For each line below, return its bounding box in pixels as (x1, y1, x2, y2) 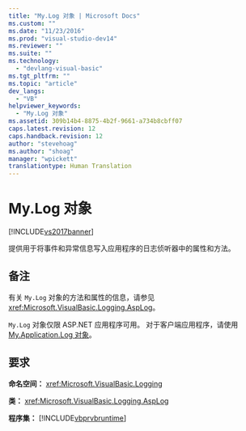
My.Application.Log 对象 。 (8, 329, 97, 340)
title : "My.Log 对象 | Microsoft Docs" (8, 11, 141, 20)
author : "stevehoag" (8, 139, 78, 148)
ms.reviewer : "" (8, 42, 63, 50)
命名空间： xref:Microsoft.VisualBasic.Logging (8, 378, 163, 388)
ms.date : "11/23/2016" (8, 27, 85, 35)
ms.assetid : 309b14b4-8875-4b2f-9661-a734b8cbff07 (8, 117, 183, 125)
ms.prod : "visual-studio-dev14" (8, 34, 117, 43)
